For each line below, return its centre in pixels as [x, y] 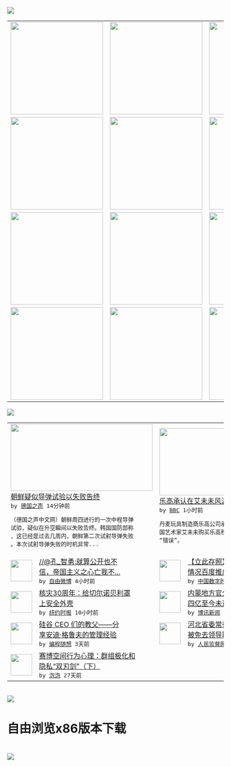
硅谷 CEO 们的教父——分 [79, 624]
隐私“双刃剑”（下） [70, 666]
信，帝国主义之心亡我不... [79, 572]
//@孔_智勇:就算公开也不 [78, 561]
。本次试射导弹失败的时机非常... [55, 544]
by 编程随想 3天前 [64, 644]
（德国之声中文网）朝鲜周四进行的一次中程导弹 [72, 520]
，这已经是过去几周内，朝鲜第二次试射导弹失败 [72, 536]
